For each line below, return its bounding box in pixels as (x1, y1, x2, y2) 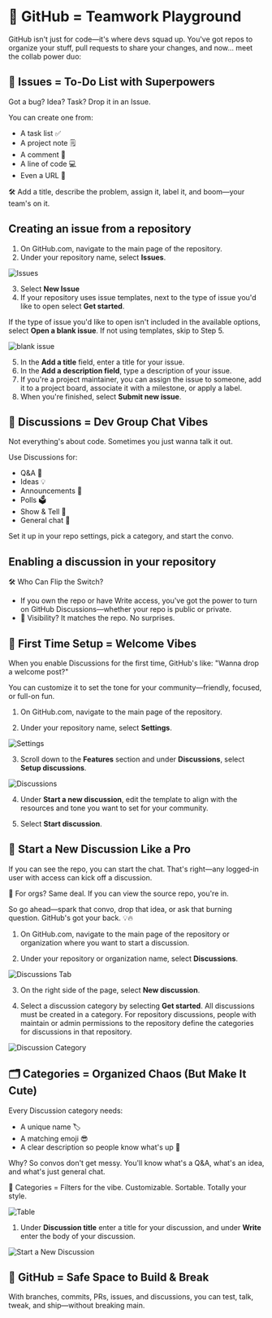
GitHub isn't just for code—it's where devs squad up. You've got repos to (8, 34, 253, 44)
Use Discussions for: (8, 452, 78, 462)
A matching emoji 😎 (19, 1133, 89, 1143)
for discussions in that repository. (19, 1027, 132, 1037)
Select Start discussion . (19, 819, 103, 828)
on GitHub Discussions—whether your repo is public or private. (19, 604, 232, 614)
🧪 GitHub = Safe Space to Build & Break (8, 1271, 209, 1285)
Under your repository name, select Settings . (19, 723, 172, 732)
